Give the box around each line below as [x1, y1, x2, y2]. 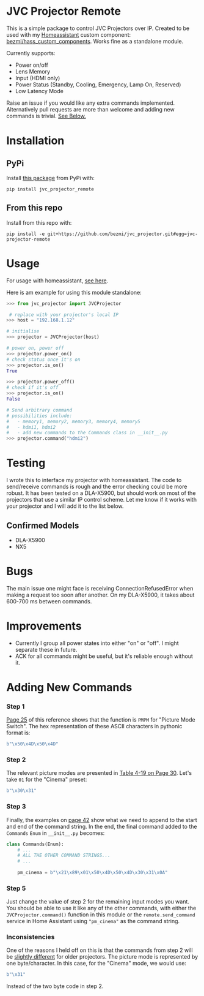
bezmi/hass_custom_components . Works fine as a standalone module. [6, 37, 184, 45]
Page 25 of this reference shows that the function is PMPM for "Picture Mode [6, 716, 195, 723]
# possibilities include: [6, 412, 72, 419]
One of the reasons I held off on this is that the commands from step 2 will [6, 946, 193, 954]
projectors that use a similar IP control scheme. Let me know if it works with [6, 496, 197, 504]
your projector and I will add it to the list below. [6, 502, 124, 510]
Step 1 [6, 702, 25, 711]
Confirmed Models [6, 520, 79, 530]
